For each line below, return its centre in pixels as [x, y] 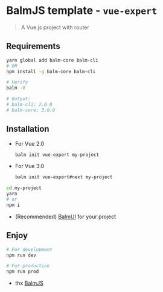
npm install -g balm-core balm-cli [51, 71]
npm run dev [21, 255]
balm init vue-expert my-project [57, 155]
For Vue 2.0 [30, 143]
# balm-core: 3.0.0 [31, 110]
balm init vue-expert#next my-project [64, 177]
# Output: [19, 99]
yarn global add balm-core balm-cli [52, 60]
